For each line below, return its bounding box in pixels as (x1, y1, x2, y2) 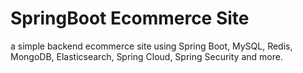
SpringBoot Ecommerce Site (10, 7, 250, 30)
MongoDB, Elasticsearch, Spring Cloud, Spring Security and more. (10, 50, 283, 62)
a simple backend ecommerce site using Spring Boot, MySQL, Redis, (10, 40, 293, 52)
